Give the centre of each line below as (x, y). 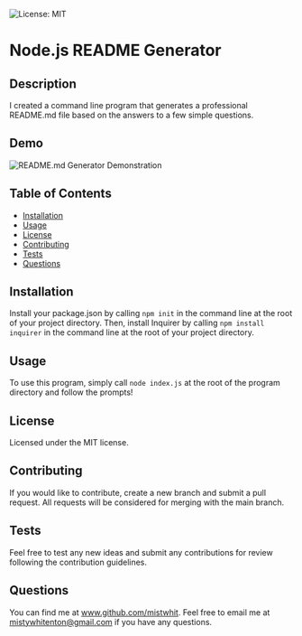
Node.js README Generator (115, 51)
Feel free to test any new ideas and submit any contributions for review (141, 552)
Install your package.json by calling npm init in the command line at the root (151, 313)
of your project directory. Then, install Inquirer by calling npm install (137, 323)
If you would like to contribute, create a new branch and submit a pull (138, 492)
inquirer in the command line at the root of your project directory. (132, 332)
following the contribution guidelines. (78, 562)
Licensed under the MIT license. (69, 443)
